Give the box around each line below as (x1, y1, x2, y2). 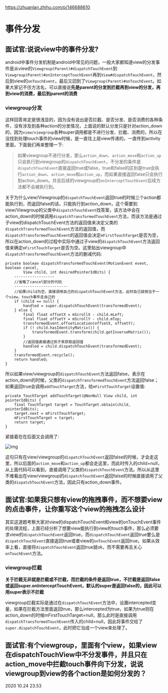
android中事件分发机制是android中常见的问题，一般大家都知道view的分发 (5, 59, 156, 65)
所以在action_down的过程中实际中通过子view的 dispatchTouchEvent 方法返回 (5, 239, 160, 245)
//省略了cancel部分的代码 (14, 280, 62, 285)
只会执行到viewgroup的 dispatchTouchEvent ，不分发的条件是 (17, 159, 141, 165)
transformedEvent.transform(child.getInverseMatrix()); (31, 330, 151, 335)
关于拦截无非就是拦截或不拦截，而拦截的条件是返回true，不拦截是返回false (5, 576, 160, 583)
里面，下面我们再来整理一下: (5, 142, 64, 148)
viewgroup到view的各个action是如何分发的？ (5, 669, 146, 677)
